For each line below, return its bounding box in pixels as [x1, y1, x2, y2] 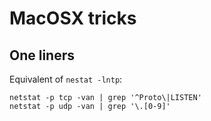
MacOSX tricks [9, 7, 137, 30]
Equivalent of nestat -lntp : [9, 73, 123, 85]
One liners [9, 47, 76, 64]
